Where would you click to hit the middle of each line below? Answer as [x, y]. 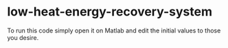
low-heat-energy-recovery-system [110, 12]
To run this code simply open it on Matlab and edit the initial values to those [114, 30]
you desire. [23, 37]
